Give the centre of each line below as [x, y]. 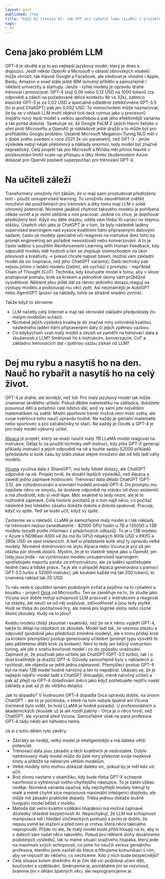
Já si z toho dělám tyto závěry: [36, 730]
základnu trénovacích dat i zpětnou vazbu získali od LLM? [71, 343]
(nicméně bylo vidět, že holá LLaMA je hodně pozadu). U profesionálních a [81, 705]
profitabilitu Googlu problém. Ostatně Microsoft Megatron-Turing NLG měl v [82, 134]
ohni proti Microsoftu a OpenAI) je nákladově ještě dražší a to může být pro [81, 129]
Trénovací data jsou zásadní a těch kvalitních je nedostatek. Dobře [79, 751]
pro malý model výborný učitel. [36, 429]
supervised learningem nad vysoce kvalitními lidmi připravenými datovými [80, 230]
